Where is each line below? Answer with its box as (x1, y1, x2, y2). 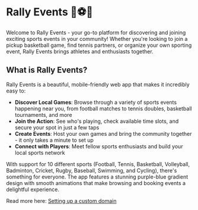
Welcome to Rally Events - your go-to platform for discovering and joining (6, 28, 186, 36)
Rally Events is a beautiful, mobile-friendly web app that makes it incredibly (6, 81, 190, 88)
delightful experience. (6, 186, 60, 193)
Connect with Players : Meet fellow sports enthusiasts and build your (14, 142, 183, 149)
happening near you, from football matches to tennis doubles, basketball (14, 105, 192, 112)
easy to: (6, 87, 26, 94)
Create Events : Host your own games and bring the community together (14, 130, 192, 137)
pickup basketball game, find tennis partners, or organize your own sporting (6, 42, 192, 49)
